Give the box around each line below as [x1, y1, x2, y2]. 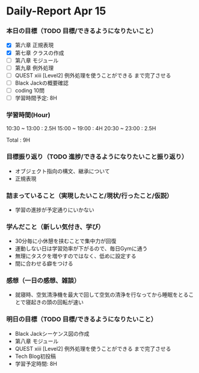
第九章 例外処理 [14, 64, 54, 71]
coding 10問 [14, 86, 45, 94]
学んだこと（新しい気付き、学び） [6, 222, 105, 231]
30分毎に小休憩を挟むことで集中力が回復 [14, 237, 117, 244]
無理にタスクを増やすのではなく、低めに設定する [14, 252, 136, 259]
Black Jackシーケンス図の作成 [14, 330, 90, 337]
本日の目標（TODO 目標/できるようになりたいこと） [6, 27, 158, 35]
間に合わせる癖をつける [14, 260, 73, 267]
